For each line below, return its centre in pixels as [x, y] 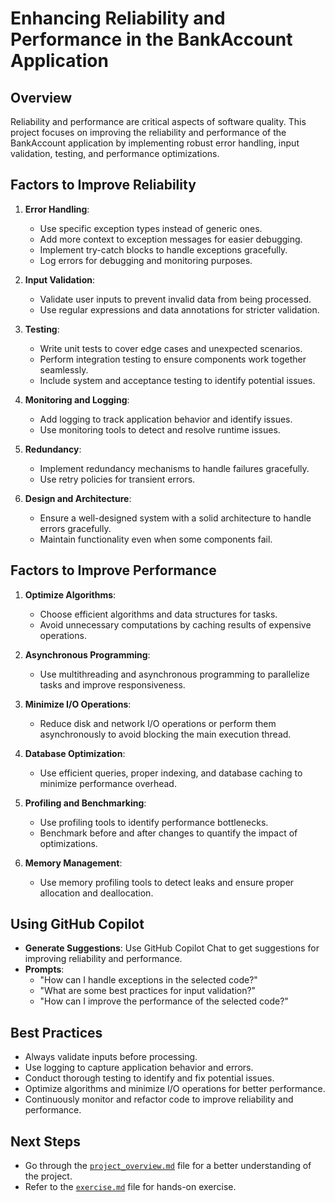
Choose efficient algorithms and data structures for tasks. [158, 614]
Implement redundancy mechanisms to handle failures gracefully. [174, 468]
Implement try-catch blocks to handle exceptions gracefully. [163, 249]
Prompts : [44, 969]
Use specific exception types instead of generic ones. [151, 228]
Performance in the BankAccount [151, 39]
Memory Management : [73, 863]
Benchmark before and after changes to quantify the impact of [168, 833]
